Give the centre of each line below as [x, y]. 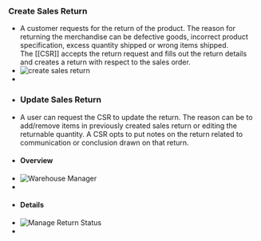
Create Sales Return [48, 11]
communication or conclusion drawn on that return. [104, 142]
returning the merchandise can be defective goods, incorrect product [134, 37]
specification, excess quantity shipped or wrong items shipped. [124, 45]
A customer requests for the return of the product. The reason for [127, 29]
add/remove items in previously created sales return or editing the [129, 126]
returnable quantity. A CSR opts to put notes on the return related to [131, 134]
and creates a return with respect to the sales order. [105, 62]
